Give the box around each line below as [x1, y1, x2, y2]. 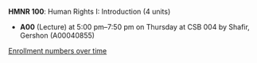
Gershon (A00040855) [19, 31, 95, 40]
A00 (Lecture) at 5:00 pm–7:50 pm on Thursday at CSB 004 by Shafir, [19, 22, 251, 31]
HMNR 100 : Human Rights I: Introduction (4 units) [8, 7, 171, 16]
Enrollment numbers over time [8, 46, 107, 55]
